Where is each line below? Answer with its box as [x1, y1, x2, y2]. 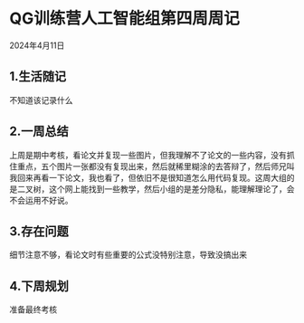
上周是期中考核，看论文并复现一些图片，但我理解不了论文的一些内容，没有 [9, 149, 287, 160]
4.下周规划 [9, 278, 70, 294]
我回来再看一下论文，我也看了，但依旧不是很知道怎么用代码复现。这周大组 [9, 172, 287, 183]
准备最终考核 [9, 304, 57, 315]
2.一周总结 [9, 124, 70, 139]
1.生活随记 [9, 69, 67, 84]
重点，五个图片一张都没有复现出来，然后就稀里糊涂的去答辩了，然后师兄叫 [16, 160, 295, 172]
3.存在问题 [9, 223, 70, 239]
